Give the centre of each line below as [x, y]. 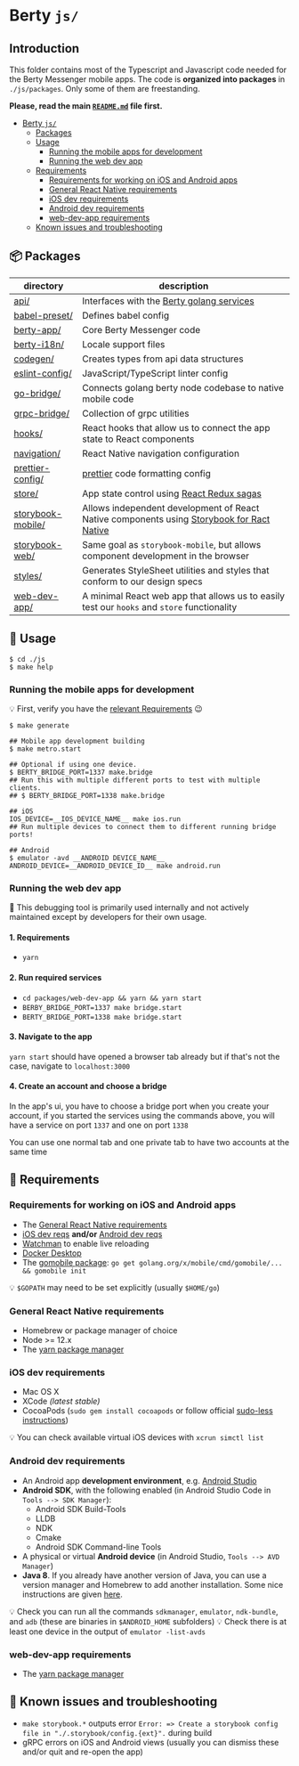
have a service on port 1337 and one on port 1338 [99, 1125]
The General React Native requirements [94, 1225]
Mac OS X [40, 1392]
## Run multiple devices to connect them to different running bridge [143, 826]
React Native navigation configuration [161, 453]
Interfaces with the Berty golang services [168, 301]
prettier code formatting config [146, 473]
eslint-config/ [43, 373]
